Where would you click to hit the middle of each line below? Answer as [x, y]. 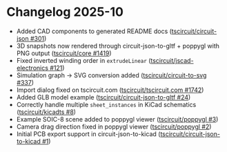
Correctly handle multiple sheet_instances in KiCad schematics [106, 104]
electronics [32, 68]
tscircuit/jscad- [172, 60]
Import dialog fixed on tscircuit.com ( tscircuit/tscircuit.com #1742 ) [110, 90]
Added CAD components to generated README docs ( [94, 31]
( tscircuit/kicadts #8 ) [46, 112]
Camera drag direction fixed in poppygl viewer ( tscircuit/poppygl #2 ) [114, 126]
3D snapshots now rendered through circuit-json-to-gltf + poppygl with [118, 46]
